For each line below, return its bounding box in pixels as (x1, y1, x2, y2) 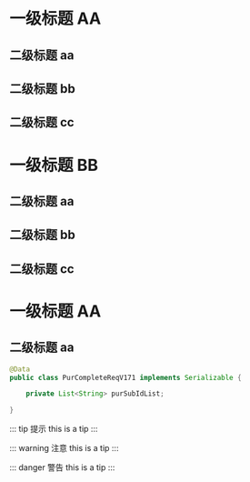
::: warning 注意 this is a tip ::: (9, 443, 119, 454)
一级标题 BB (9, 155, 98, 176)
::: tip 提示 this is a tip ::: (9, 424, 98, 435)
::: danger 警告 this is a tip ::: (9, 462, 115, 473)
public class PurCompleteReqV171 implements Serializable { (9, 373, 243, 382)
